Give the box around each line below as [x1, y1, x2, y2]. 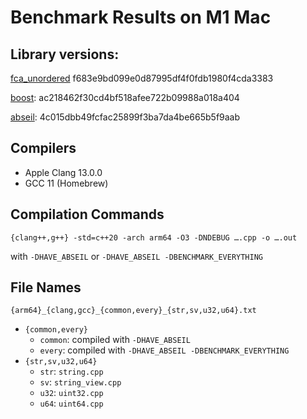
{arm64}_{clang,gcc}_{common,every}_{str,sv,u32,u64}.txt [10, 306, 257, 316]
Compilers [10, 140, 77, 157]
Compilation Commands [10, 206, 165, 223]
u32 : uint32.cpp [39, 387, 104, 399]
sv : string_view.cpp [39, 376, 122, 388]
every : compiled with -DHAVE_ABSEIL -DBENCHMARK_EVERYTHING [39, 344, 290, 356]
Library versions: [10, 46, 120, 63]
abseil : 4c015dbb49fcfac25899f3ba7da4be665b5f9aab [10, 111, 241, 123]
